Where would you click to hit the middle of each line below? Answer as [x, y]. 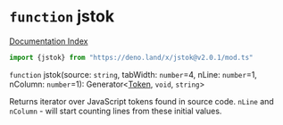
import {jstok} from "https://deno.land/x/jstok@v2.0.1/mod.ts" [131, 57]
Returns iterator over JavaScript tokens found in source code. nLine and [141, 101]
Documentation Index [49, 41]
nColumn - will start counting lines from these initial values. [116, 111]
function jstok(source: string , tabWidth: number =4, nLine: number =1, [133, 74]
